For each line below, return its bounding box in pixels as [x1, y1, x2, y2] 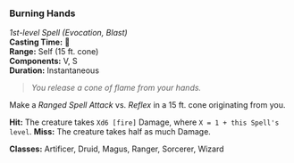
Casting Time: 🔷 [9, 37, 71, 47]
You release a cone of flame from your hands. [30, 83, 202, 94]
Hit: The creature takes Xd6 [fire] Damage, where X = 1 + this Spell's [9, 117, 280, 127]
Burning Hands [9, 7, 76, 20]
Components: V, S [9, 56, 78, 67]
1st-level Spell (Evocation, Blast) [9, 28, 128, 38]
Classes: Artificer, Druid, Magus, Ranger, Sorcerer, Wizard [9, 143, 225, 154]
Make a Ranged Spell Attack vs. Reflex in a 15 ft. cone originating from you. [9, 100, 286, 110]
